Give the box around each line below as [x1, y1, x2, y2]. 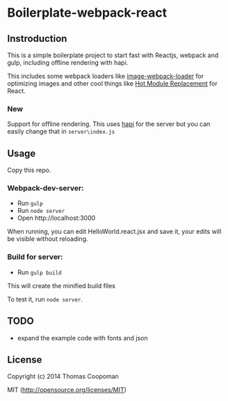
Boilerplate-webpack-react [7, 5, 168, 21]
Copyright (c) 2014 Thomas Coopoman [7, 372, 120, 381]
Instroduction [7, 33, 67, 45]
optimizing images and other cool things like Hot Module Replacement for [7, 79, 218, 88]
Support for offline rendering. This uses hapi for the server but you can [7, 120, 211, 128]
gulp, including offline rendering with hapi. [7, 58, 129, 67]
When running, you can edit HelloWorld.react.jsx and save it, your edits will [7, 228, 222, 236]
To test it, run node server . [7, 294, 83, 304]
